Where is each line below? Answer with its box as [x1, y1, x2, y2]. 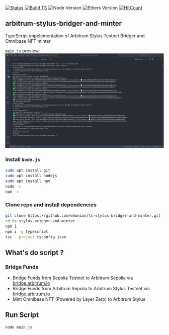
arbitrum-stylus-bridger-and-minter [5, 19, 122, 28]
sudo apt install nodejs [5, 174, 57, 179]
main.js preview [5, 48, 39, 54]
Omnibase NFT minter [5, 38, 51, 44]
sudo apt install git [5, 168, 51, 173]
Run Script [5, 311, 39, 319]
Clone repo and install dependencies [5, 201, 97, 208]
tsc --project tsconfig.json [5, 234, 66, 239]
